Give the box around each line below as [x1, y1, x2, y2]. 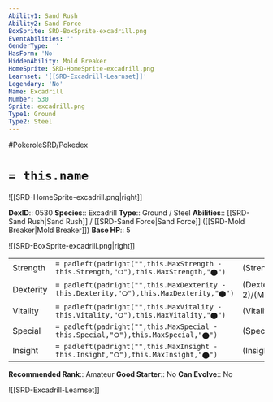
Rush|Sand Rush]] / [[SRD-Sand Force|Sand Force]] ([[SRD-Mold [27, 216, 245, 226]
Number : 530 [8, 95, 49, 103]
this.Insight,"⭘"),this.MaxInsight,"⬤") [55, 350, 218, 359]
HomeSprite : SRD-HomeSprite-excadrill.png [8, 65, 154, 73]
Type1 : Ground [8, 110, 57, 119]
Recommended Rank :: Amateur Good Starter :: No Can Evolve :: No [8, 369, 233, 378]
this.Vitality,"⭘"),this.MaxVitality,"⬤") [55, 310, 227, 319]
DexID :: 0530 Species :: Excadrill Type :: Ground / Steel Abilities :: [8, 208, 226, 218]
